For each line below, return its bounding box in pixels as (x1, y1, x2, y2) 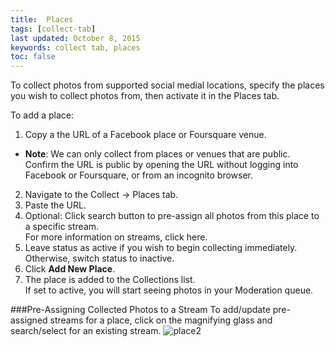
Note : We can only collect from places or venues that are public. (24, 148, 291, 160)
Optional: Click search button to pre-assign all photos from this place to (24, 210, 320, 222)
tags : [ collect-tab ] (10, 24, 97, 34)
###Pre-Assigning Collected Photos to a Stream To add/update (10, 304, 271, 316)
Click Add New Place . (24, 263, 116, 275)
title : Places (10, 14, 74, 25)
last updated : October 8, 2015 (10, 33, 141, 43)
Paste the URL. (24, 199, 87, 211)
